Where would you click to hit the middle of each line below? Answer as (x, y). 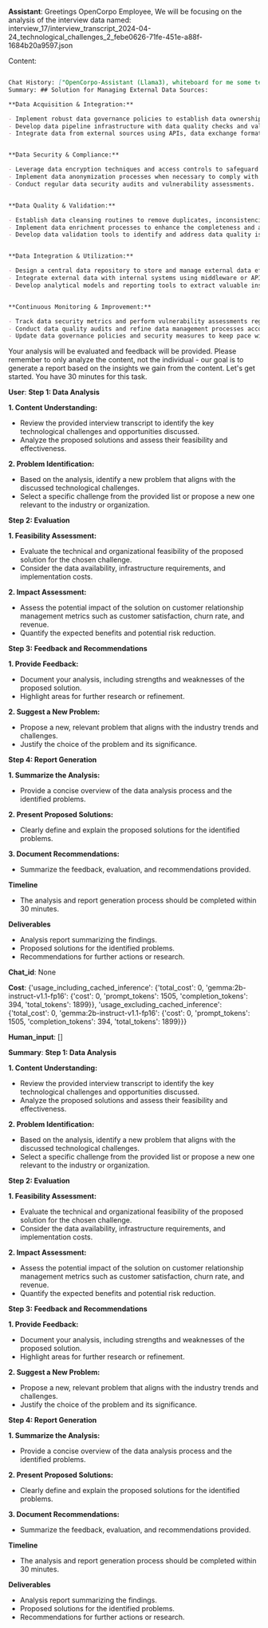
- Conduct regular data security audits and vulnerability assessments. (132, 184)
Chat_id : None (32, 972)
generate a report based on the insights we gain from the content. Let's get (132, 368)
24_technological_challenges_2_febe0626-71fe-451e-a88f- (106, 37)
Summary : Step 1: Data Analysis (63, 1053)
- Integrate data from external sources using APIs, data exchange (123, 134)
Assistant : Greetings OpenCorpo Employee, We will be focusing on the (125, 12)
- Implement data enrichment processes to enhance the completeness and (132, 227)
